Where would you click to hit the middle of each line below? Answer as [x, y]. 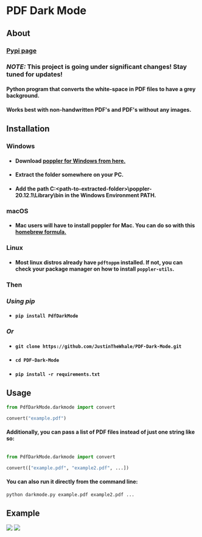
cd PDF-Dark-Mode [37, 360]
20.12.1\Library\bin [39, 195]
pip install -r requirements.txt [57, 374]
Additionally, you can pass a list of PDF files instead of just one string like [101, 432]
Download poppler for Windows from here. [70, 161]
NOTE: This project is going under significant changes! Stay [97, 67]
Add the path [32, 188]
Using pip [21, 301]
